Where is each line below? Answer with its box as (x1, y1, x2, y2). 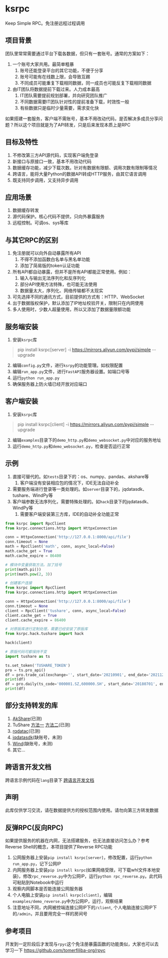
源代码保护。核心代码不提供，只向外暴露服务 (12, 214, 105, 220)
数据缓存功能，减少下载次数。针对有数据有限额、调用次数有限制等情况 (12, 165, 157, 171)
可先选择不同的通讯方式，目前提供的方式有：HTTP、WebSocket (12, 294, 144, 300)
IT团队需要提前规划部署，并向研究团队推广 (19, 92, 107, 98)
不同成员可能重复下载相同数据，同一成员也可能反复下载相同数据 (19, 80, 151, 86)
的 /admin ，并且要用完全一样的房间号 (12, 911, 87, 917)
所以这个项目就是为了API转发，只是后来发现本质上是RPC (13, 122, 131, 128)
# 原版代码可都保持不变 (5, 649, 47, 654)
